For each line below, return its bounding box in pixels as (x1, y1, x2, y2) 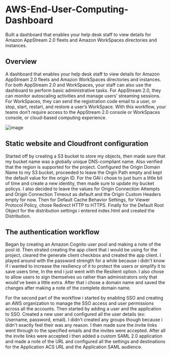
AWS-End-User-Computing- (5, 4, 129, 15)
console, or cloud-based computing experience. (5, 114, 107, 121)
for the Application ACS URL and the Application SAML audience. (5, 344, 142, 350)
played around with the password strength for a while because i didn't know (5, 258, 165, 264)
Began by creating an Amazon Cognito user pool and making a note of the (5, 241, 161, 247)
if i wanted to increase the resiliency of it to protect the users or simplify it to (5, 263, 166, 269)
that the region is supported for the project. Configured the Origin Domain (5, 164, 160, 170)
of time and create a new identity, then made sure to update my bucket (5, 180, 155, 186)
